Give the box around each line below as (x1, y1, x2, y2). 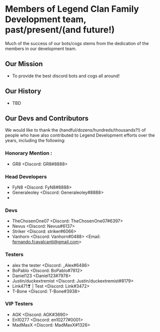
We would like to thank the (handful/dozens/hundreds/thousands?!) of (5, 127, 146, 133)
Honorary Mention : (5, 150, 53, 157)
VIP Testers (5, 300, 33, 307)
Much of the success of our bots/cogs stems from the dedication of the (5, 40, 149, 46)
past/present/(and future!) (5, 24, 115, 35)
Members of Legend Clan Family (5, 3, 139, 15)
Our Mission (5, 60, 43, 68)
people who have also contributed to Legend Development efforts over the (5, 132, 155, 138)
